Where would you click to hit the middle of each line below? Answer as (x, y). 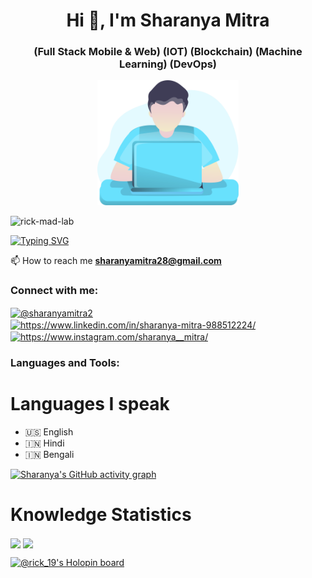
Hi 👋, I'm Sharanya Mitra (168, 20)
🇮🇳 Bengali (49, 454)
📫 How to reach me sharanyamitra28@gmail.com (116, 261)
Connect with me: (54, 291)
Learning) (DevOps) (168, 64)
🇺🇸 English (49, 431)
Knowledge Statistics (101, 514)
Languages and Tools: (65, 362)
